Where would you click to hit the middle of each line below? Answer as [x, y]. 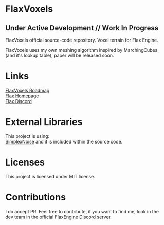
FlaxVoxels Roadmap [28, 90]
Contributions [35, 197]
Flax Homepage [22, 96]
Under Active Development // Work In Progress [82, 28]
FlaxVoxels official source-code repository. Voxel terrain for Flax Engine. [82, 40]
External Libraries [44, 122]
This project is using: [28, 136]
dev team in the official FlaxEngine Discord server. [59, 217]
